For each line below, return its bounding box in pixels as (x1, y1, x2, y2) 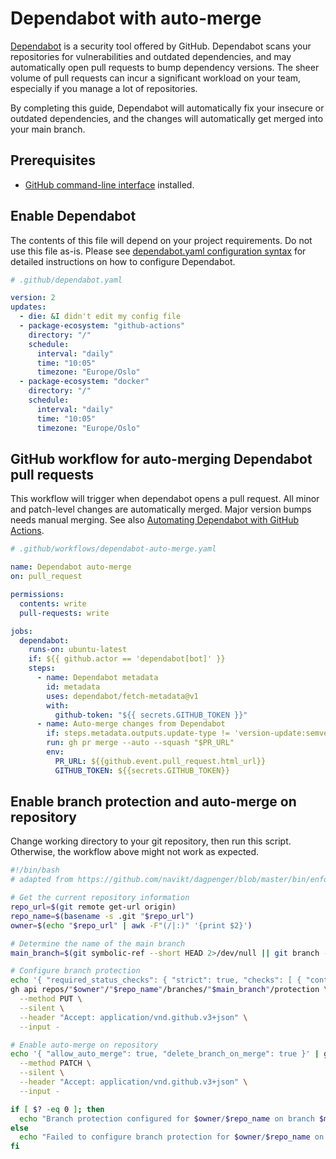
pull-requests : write (19, 608, 110, 618)
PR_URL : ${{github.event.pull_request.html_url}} (54, 756, 267, 766)
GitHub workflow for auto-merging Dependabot (10, 450, 313, 467)
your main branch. (10, 123, 86, 135)
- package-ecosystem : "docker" (19, 377, 150, 387)
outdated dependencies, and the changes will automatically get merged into (10, 112, 324, 124)
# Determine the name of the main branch (10, 938, 186, 949)
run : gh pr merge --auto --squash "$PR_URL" (46, 738, 235, 748)
